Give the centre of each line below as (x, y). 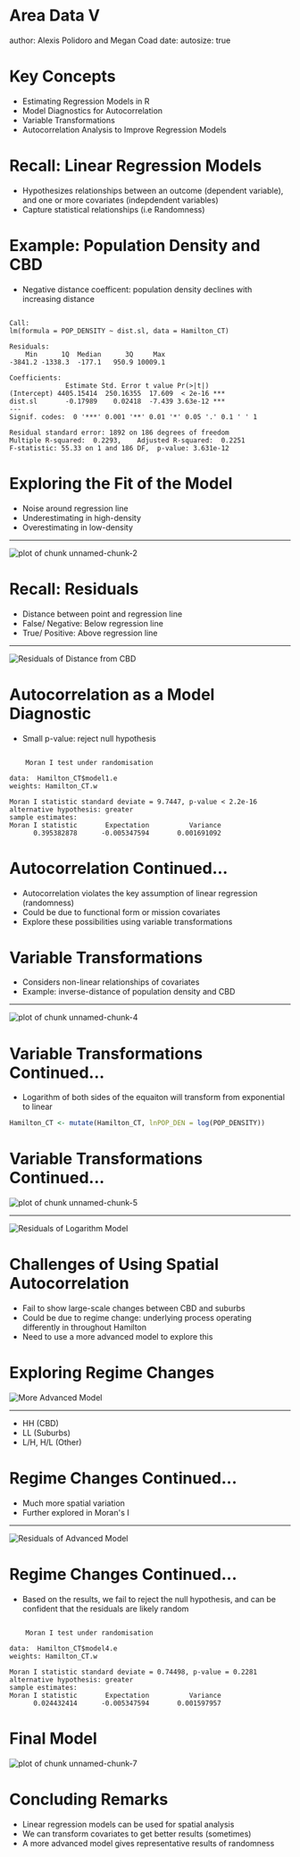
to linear (37, 1107)
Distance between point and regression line (102, 614)
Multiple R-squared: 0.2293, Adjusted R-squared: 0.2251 (127, 440)
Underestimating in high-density (81, 517)
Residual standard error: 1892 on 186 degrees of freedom (119, 433)
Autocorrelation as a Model (112, 694)
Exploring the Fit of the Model (121, 483)
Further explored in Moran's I (75, 1512)
